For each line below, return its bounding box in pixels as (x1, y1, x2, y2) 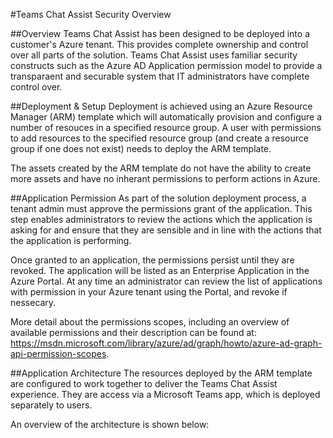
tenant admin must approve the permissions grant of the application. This (10, 203, 313, 214)
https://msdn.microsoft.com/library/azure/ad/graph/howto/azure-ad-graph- (10, 337, 323, 349)
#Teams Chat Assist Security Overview (10, 9, 172, 20)
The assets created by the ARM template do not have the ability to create (10, 162, 312, 174)
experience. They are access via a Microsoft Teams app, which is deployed (10, 389, 321, 400)
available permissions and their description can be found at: (10, 327, 257, 338)
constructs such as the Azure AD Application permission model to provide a (10, 60, 323, 71)
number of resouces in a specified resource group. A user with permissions (10, 122, 322, 133)
